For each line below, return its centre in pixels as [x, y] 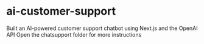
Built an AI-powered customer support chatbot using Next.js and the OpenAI [102, 28]
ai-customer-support [61, 11]
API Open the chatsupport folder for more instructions [74, 34]
